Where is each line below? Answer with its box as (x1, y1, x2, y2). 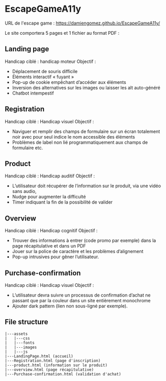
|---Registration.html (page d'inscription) (5, 358, 101, 363)
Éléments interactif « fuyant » (12, 74, 74, 80)
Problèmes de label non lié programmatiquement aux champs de (12, 139, 148, 145)
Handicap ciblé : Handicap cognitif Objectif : (5, 228, 98, 234)
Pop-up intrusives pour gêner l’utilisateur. (12, 254, 99, 260)
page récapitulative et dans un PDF (12, 243, 86, 249)
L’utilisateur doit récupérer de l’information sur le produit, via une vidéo (12, 183, 161, 189)
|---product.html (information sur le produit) (5, 363, 108, 368)
